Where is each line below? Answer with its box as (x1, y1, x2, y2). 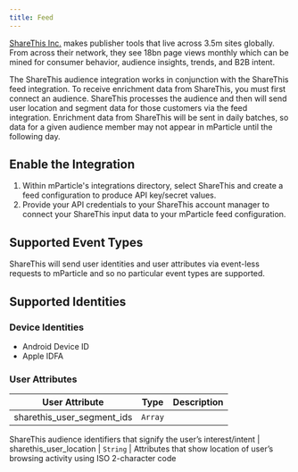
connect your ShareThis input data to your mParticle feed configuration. (21, 209, 286, 220)
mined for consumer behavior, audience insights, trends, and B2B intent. (9, 56, 275, 67)
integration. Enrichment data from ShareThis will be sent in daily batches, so (9, 112, 289, 122)
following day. (9, 131, 61, 141)
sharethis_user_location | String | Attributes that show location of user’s (9, 443, 274, 454)
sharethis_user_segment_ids (13, 411, 133, 424)
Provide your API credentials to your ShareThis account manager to (21, 199, 270, 210)
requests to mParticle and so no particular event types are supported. (9, 268, 266, 279)
